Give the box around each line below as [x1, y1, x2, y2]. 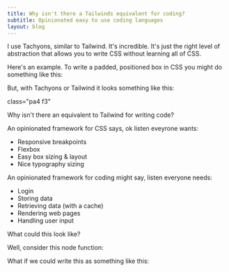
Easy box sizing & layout [17, 152, 88, 161]
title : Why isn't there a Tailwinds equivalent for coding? [7, 10, 186, 17]
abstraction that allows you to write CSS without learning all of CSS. [7, 49, 202, 58]
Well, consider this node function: [7, 243, 104, 252]
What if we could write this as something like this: [7, 257, 150, 265]
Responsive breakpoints [17, 138, 87, 146]
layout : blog [7, 23, 45, 30]
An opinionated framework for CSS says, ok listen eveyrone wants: [7, 125, 199, 133]
